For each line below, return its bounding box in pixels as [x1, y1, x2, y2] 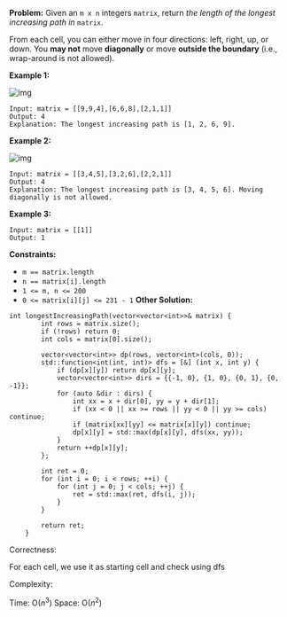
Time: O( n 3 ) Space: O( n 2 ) [9, 596, 103, 608]
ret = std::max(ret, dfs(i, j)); [72, 490, 197, 499]
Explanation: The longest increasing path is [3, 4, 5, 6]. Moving [9, 185, 264, 194]
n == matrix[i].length [21, 277, 106, 286]
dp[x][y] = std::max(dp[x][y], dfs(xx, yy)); [72, 428, 244, 437]
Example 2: [9, 136, 51, 145]
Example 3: [9, 208, 51, 219]
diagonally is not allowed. [9, 193, 113, 202]
